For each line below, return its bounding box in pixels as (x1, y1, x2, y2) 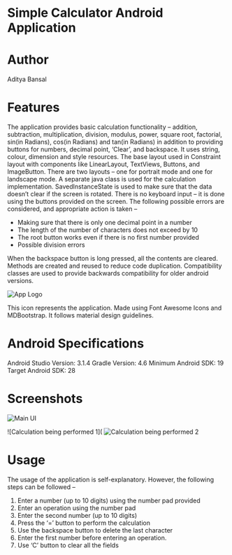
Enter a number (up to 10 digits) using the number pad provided (17, 496, 201, 505)
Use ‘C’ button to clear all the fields (17, 541, 119, 549)
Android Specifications (7, 336, 145, 352)
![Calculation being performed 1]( (7, 427, 103, 436)
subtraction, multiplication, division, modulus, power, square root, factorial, (7, 130, 222, 139)
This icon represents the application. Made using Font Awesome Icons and (7, 303, 222, 313)
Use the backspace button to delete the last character (17, 526, 173, 534)
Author (7, 52, 49, 68)
